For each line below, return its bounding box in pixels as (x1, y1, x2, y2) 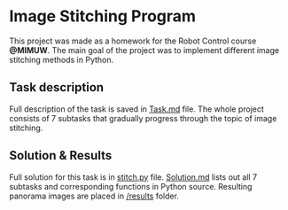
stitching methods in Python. (9, 54, 114, 65)
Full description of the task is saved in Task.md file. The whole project (9, 104, 264, 114)
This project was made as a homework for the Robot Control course (9, 35, 257, 46)
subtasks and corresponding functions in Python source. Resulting (9, 181, 253, 191)
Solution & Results (9, 148, 113, 163)
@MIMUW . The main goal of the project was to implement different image (9, 44, 280, 55)
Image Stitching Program (9, 6, 197, 27)
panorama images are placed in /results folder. (9, 191, 180, 201)
